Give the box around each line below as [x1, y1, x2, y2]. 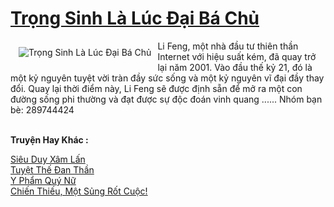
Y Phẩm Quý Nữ [10, 174, 77, 186]
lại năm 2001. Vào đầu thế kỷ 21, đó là [157, 61, 313, 73]
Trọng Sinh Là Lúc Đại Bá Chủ [10, 7, 260, 30]
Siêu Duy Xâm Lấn [10, 153, 86, 165]
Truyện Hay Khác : [10, 133, 89, 146]
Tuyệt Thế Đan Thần [10, 163, 95, 176]
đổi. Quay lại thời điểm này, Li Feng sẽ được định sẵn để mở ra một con [10, 82, 303, 94]
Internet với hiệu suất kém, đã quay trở [157, 50, 317, 62]
